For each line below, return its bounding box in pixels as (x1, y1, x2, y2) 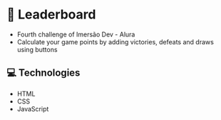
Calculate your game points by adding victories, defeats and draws (16, 37, 215, 46)
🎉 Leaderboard (6, 6, 96, 23)
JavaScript (16, 104, 49, 113)
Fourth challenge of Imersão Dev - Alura (16, 30, 135, 39)
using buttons (16, 45, 58, 54)
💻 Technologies (6, 67, 81, 79)
